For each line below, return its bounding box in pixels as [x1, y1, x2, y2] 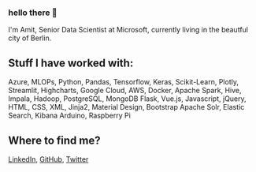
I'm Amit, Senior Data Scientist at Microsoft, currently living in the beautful [8, 25, 248, 35]
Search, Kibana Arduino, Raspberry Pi [8, 110, 132, 121]
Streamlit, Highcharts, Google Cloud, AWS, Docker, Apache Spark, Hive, [8, 86, 242, 95]
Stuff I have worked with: [8, 56, 134, 69]
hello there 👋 [8, 7, 58, 18]
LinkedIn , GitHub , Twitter [8, 154, 89, 164]
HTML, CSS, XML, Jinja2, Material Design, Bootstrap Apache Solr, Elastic [8, 103, 245, 112]
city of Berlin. [8, 33, 52, 43]
